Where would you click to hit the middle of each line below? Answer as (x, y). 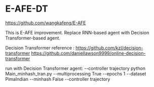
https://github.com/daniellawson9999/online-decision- (88, 53)
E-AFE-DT (27, 9)
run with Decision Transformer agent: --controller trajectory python (75, 68)
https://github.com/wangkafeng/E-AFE (46, 23)
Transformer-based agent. (33, 38)
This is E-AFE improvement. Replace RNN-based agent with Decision (77, 32)
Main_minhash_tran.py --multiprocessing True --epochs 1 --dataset (76, 73)
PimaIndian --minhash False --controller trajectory (58, 79)
